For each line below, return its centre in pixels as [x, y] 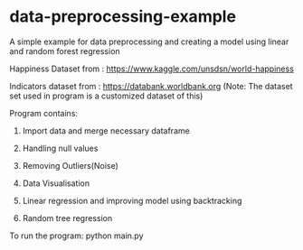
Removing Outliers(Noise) [71, 165]
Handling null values [60, 148]
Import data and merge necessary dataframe [106, 130]
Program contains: [44, 113]
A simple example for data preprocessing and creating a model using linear [149, 42]
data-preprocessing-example [123, 17]
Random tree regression [67, 218]
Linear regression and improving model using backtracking [132, 200]
